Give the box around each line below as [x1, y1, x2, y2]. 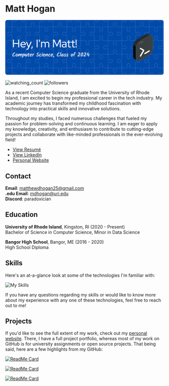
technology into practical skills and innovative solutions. [5, 106, 121, 112]
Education [5, 210, 38, 219]
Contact [5, 172, 31, 180]
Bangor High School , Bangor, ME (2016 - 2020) [5, 239, 104, 245]
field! [5, 137, 16, 143]
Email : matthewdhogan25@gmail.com [5, 185, 84, 191]
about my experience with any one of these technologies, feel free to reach [5, 297, 161, 303]
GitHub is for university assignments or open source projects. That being [5, 341, 156, 347]
